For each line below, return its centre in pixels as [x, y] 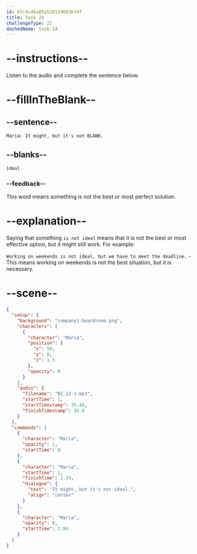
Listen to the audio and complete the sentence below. [73, 76]
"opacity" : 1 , [40, 445]
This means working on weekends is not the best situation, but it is [89, 262]
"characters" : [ [38, 326]
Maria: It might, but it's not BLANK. [55, 136]
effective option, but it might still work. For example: [71, 244]
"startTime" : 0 [41, 450]
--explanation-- [46, 221]
